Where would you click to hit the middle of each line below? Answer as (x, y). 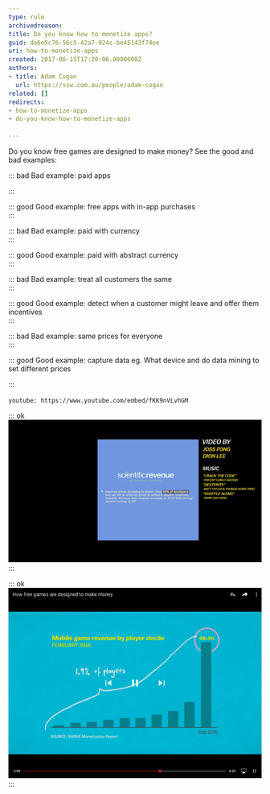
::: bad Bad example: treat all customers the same (90, 279)
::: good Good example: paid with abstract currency (94, 255)
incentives (25, 312)
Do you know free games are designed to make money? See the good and (131, 151)
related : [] (28, 93)
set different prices (40, 369)
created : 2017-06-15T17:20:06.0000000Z (75, 60)
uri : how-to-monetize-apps (53, 51)
